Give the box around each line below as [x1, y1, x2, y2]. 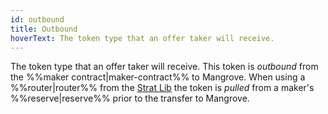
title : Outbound [10, 24, 78, 34]
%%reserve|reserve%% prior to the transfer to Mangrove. [10, 92, 250, 105]
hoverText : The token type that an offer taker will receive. [10, 33, 275, 43]
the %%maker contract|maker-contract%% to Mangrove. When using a [10, 71, 306, 83]
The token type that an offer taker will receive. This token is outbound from [10, 61, 319, 73]
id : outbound [10, 14, 65, 25]
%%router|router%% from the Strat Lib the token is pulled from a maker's [10, 82, 315, 94]
